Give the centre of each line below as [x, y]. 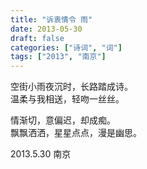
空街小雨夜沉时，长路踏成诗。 [71, 87]
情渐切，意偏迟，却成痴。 [63, 120]
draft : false [37, 38]
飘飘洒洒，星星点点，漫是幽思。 [76, 133]
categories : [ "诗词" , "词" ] [66, 47]
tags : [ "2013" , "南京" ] [58, 57]
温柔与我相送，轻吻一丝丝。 [67, 99]
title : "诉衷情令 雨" [51, 19]
